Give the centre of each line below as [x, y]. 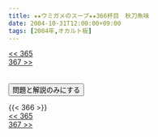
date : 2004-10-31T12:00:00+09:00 [65, 23]
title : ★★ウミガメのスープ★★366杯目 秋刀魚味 [79, 16]
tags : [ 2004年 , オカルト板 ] [50, 31]
